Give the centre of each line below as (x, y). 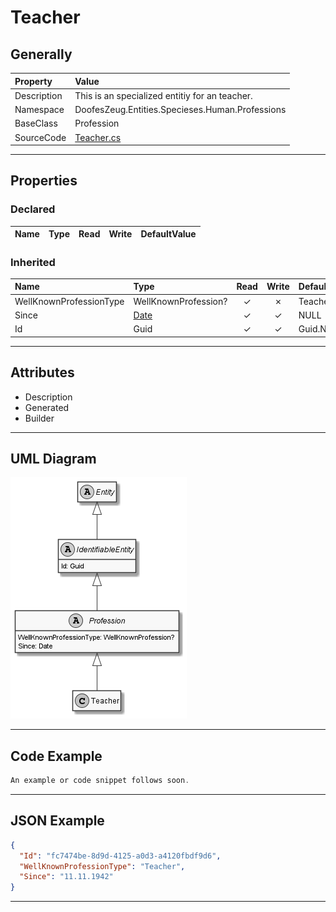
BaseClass (36, 123)
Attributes (42, 372)
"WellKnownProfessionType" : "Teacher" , (102, 866)
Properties (44, 181)
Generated (47, 407)
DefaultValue (168, 234)
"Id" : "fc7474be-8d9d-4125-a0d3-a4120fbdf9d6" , (120, 856)
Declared (33, 209)
